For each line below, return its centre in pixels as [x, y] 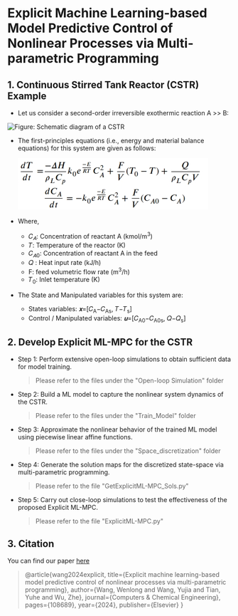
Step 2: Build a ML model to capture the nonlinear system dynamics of [120, 395]
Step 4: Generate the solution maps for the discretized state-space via [120, 465]
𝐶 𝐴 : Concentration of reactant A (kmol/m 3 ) [90, 236]
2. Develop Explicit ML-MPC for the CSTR [100, 342]
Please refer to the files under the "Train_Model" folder [116, 416]
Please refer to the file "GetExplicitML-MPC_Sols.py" [112, 486]
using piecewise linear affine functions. [75, 437]
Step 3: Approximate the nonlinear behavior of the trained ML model [117, 429]
